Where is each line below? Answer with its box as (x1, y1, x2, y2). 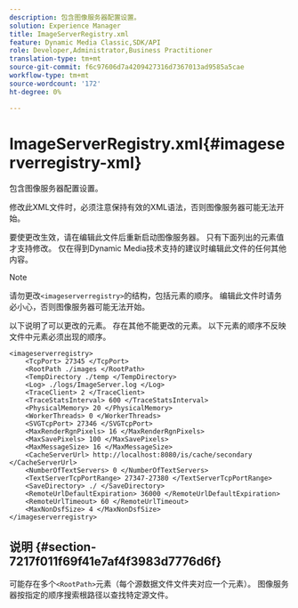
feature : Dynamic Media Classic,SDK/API (9, 37, 162, 47)
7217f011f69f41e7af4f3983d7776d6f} (9, 554, 222, 569)
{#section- (35, 539, 97, 555)
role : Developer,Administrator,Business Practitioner (9, 46, 213, 55)
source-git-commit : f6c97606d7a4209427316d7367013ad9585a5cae (9, 63, 245, 72)
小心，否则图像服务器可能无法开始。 (16, 302, 149, 312)
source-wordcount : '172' (9, 79, 101, 88)
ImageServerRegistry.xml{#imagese (9, 134, 286, 154)
